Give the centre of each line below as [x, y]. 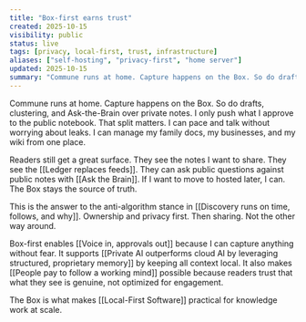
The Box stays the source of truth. [73, 189]
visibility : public [46, 35]
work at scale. [36, 309]
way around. [33, 225]
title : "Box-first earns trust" [71, 18]
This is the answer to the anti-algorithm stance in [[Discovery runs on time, [150, 206]
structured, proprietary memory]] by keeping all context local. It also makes [151, 263]
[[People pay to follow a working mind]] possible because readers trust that [151, 272]
